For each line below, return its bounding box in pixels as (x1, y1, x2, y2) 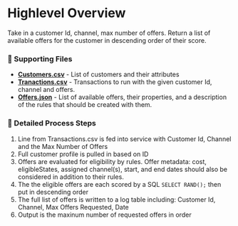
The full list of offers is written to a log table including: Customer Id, (17, 195, 216, 204)
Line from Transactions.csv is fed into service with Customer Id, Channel (17, 134, 232, 143)
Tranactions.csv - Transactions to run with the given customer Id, (17, 78, 212, 86)
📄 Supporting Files (7, 53, 73, 63)
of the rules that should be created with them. (17, 101, 152, 109)
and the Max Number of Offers (17, 142, 108, 150)
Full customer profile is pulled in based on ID (17, 150, 149, 158)
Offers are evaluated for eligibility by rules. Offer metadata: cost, (17, 157, 207, 165)
